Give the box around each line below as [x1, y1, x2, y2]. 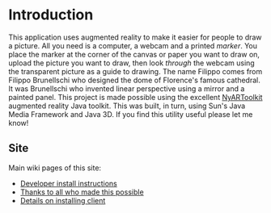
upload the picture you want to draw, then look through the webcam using [8, 58, 255, 68]
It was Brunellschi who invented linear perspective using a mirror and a [8, 83, 245, 94]
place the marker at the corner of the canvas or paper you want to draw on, [8, 49, 260, 59]
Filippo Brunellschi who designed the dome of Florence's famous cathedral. [8, 75, 260, 85]
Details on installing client [19, 195, 106, 205]
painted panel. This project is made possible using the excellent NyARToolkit [8, 92, 263, 102]
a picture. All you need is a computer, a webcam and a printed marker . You [8, 40, 257, 50]
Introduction [8, 6, 94, 24]
